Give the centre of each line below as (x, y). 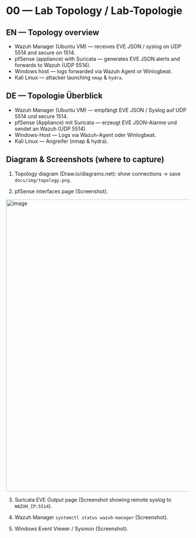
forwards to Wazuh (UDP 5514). (52, 65)
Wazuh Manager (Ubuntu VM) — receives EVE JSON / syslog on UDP (98, 46)
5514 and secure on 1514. (45, 53)
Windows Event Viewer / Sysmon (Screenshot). (71, 529)
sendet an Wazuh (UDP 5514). (51, 128)
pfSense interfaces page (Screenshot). (61, 191)
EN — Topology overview (52, 32)
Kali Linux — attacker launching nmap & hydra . (69, 78)
